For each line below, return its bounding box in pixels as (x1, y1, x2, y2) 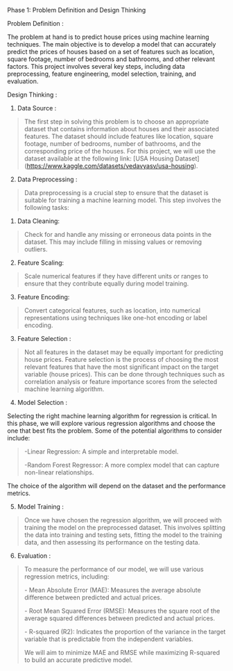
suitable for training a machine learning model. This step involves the (24, 196, 222, 204)
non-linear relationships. (24, 468, 94, 477)
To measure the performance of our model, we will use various (24, 565, 204, 573)
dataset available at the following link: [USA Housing (24, 154, 174, 163)
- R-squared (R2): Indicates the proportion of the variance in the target (24, 628, 226, 636)
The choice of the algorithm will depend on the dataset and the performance (7, 482, 226, 490)
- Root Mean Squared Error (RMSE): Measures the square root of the (24, 607, 221, 615)
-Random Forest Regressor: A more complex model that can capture (24, 461, 220, 469)
